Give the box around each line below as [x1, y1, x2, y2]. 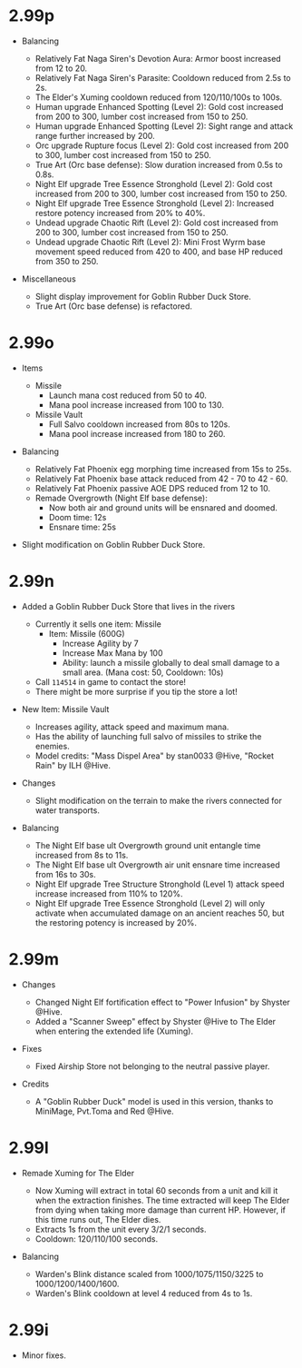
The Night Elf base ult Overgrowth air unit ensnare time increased [34, 859, 280, 870]
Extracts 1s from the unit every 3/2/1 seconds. [34, 1224, 207, 1234]
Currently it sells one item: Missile [34, 619, 162, 629]
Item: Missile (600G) [48, 628, 125, 639]
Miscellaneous [21, 273, 76, 284]
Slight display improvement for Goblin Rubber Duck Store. [34, 291, 251, 302]
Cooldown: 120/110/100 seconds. [34, 1233, 159, 1244]
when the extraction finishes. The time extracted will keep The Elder [34, 1195, 290, 1205]
